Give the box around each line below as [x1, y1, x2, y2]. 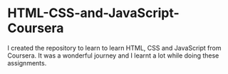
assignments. [7, 58, 47, 67]
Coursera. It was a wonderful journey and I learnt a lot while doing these [7, 51, 219, 60]
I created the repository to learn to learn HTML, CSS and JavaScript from [7, 43, 222, 52]
